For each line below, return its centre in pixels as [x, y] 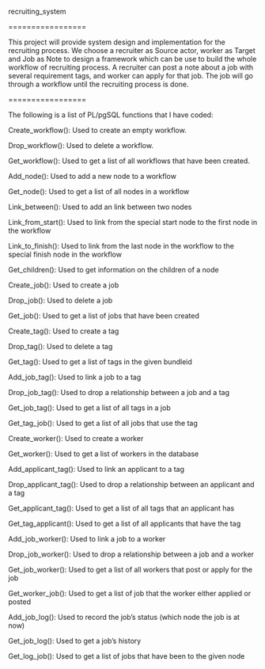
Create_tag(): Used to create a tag [64, 331]
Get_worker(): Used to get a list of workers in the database [104, 454]
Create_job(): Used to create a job [64, 285]
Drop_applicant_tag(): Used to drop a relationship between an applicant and [131, 485]
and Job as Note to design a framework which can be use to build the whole [132, 59]
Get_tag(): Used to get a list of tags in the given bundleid [100, 362]
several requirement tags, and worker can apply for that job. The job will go [131, 76]
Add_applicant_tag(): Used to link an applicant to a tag [96, 469]
